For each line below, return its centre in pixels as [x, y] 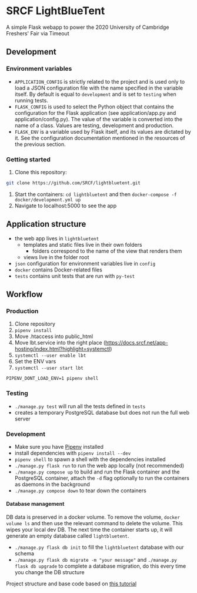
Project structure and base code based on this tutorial [71, 584]
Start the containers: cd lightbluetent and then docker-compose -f [96, 194]
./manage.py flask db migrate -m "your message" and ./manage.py [96, 560]
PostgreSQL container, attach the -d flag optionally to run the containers [102, 478]
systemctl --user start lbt [49, 368]
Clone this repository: [41, 172]
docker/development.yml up [48, 200]
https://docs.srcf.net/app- [137, 343]
